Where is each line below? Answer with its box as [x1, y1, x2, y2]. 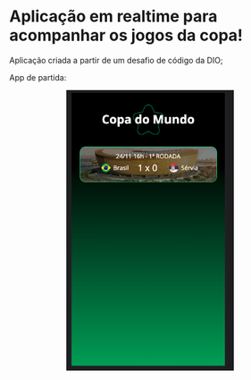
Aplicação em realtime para [9, 6, 218, 27]
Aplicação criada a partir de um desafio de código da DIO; [9, 55, 223, 65]
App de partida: [9, 72, 67, 82]
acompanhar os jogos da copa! [9, 25, 244, 46]
